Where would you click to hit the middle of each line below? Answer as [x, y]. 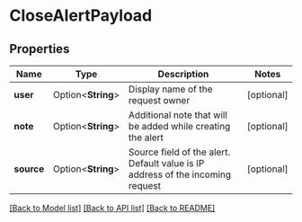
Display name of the [171, 89]
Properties [40, 49]
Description [183, 74]
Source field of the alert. [180, 152]
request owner [160, 100]
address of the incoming [180, 174]
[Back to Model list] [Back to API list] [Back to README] [112, 208]
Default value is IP [167, 163]
